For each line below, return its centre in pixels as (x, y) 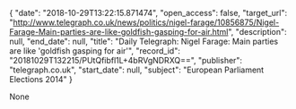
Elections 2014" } (41, 79)
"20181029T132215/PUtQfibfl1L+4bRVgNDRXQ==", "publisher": (126, 60)
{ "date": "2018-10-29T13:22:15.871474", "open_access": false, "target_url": (148, 13)
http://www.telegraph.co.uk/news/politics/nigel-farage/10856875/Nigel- (146, 22)
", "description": (257, 32)
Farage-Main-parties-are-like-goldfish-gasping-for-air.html (119, 32)
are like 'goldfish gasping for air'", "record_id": (95, 51)
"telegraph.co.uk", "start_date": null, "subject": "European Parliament (137, 70)
